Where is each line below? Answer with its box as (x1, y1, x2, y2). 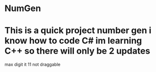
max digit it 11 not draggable (4, 61, 61, 68)
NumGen (4, 3, 41, 14)
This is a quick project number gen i (4, 25, 152, 36)
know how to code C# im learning (4, 35, 142, 46)
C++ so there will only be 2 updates (4, 45, 151, 57)
